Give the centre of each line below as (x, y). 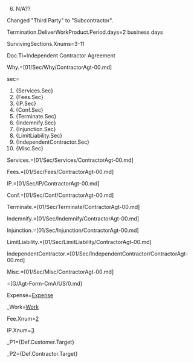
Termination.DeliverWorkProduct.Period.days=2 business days (85, 32)
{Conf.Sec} (30, 110)
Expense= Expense (30, 295)
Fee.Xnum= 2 (23, 319)
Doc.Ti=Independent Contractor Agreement (61, 56)
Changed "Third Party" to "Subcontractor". (60, 20)
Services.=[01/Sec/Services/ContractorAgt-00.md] (70, 160)
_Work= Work (23, 307)
